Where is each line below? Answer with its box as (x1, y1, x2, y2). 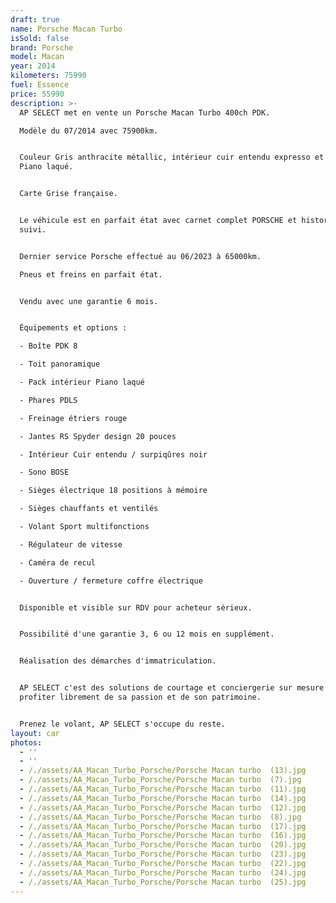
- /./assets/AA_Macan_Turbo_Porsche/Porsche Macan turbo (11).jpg (19, 784, 307, 794)
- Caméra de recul (19, 557, 97, 568)
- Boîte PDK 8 (19, 341, 78, 351)
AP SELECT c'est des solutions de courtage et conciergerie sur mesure (19, 683, 325, 693)
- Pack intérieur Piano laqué (19, 377, 145, 387)
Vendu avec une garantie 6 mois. (19, 296, 159, 306)
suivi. (19, 224, 47, 235)
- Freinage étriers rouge (19, 413, 128, 423)
